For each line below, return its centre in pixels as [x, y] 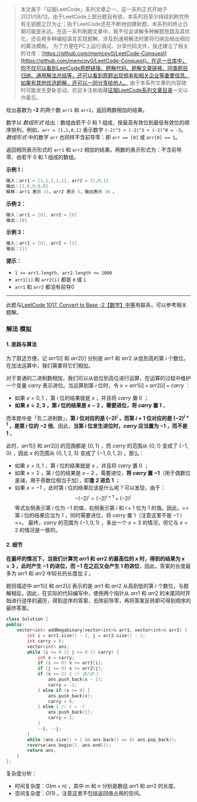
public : [16, 625]
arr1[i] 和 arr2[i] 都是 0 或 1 [50, 279]
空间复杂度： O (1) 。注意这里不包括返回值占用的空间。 [79, 793]
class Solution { [27, 619]
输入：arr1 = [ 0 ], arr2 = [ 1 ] [42, 244]
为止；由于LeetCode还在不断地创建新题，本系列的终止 [117, 24]
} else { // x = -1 [61, 707]
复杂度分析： [21, 774]
